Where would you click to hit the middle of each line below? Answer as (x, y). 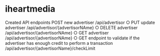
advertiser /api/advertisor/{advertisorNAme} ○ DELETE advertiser (71, 27)
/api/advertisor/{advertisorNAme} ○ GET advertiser (57, 33)
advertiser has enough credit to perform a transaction (59, 43)
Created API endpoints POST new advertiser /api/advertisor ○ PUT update (80, 22)
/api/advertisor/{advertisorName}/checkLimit (50, 48)
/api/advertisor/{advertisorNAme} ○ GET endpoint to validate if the (72, 38)
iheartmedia (30, 9)
